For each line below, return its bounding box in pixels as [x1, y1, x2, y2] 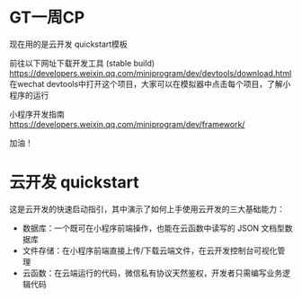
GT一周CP [9, 7, 85, 28]
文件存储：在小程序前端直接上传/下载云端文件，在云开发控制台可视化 [22, 245, 278, 256]
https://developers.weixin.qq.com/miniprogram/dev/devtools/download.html [9, 67, 292, 78]
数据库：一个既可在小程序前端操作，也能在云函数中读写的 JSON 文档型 [22, 223, 285, 233]
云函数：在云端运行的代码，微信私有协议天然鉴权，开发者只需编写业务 [22, 267, 283, 278]
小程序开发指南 [9, 109, 65, 119]
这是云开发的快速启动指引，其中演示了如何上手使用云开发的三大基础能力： [9, 203, 285, 215]
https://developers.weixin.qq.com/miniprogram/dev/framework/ [9, 118, 245, 129]
